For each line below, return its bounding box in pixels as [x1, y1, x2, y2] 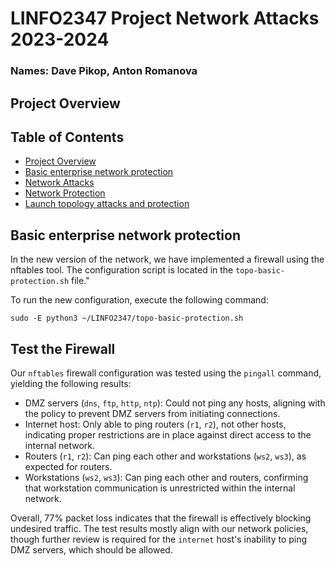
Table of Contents [10, 128, 125, 146]
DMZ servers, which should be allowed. [10, 543, 173, 556]
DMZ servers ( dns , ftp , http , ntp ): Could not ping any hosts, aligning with [24, 397, 326, 409]
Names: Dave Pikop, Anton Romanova [10, 64, 198, 78]
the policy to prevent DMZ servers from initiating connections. [24, 407, 281, 419]
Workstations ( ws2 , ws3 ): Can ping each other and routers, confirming [24, 471, 309, 483]
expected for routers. [24, 460, 113, 472]
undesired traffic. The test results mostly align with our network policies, [10, 522, 309, 534]
